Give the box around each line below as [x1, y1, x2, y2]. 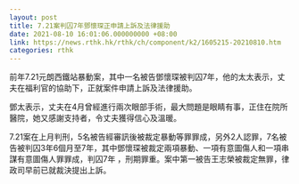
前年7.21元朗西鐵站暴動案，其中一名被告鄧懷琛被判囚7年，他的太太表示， [9, 72, 278, 83]
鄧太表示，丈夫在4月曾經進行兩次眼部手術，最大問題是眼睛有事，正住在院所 [9, 101, 288, 112]
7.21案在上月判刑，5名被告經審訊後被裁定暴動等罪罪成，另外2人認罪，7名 [9, 132, 279, 142]
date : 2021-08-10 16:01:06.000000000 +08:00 [9, 29, 178, 38]
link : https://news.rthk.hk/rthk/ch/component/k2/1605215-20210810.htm [9, 37, 281, 47]
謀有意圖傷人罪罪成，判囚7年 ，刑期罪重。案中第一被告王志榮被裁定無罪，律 [9, 154, 290, 164]
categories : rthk [9, 46, 74, 55]
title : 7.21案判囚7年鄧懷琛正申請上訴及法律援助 [9, 21, 171, 30]
